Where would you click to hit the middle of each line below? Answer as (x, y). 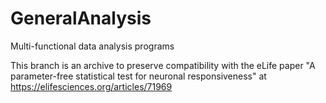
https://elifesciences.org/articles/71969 (91, 86)
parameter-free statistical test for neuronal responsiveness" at (138, 76)
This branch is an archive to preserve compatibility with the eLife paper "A (163, 65)
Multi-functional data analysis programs (92, 46)
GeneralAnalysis (81, 18)
